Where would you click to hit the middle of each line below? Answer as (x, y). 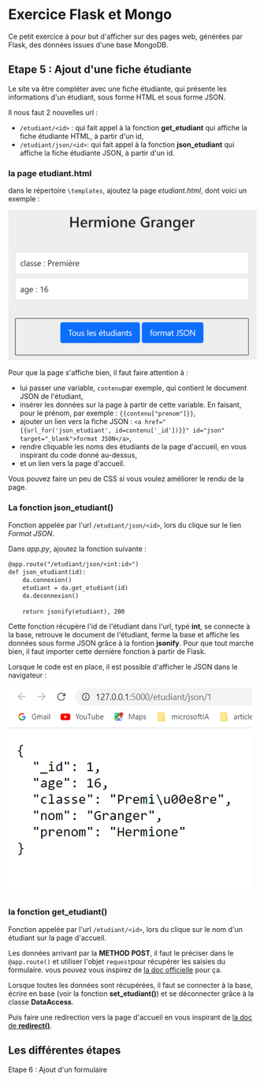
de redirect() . (30, 1025)
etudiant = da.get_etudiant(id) (75, 588)
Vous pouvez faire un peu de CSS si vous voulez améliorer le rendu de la (126, 479)
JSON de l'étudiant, (51, 396)
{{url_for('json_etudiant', (65, 431)
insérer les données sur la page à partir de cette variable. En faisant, (130, 405)
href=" (156, 423)
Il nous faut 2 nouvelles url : (53, 112)
